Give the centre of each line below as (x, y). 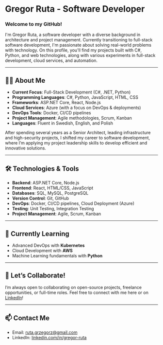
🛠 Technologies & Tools (42, 169)
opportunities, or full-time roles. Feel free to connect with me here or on (77, 292)
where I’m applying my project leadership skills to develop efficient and (76, 143)
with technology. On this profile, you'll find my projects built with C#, (73, 50)
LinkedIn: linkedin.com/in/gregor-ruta (49, 337)
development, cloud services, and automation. (51, 61)
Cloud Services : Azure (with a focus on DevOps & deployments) (76, 108)
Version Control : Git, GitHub (41, 199)
